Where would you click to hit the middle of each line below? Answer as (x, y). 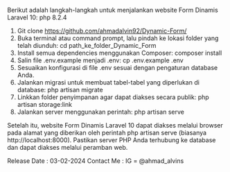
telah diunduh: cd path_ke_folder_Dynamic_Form (87, 45)
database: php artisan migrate (60, 90)
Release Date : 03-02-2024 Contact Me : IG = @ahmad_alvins (96, 161)
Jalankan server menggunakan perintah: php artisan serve (101, 112)
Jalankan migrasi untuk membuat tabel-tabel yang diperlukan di (108, 82)
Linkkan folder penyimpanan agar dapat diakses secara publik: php (113, 97)
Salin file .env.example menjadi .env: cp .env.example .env (100, 60)
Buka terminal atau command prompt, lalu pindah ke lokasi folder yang (118, 38)
